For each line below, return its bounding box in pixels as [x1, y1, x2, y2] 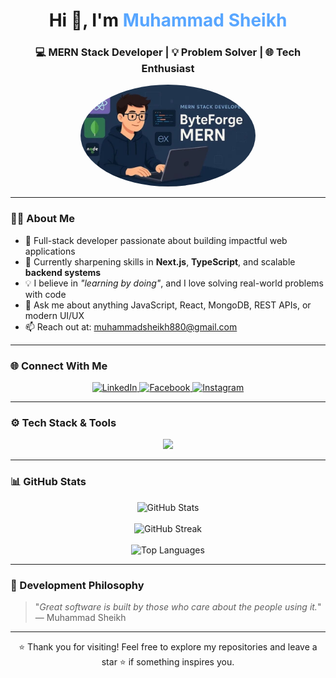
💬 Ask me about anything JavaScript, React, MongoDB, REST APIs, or [24, 299, 312, 311]
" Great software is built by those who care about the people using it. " [34, 600, 322, 613]
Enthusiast [141, 62, 195, 76]
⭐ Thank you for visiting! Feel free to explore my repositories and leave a [18, 640, 318, 653]
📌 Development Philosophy [10, 578, 145, 592]
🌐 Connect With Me [10, 359, 108, 373]
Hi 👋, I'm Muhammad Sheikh [48, 9, 288, 32]
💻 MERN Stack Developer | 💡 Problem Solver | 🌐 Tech [34, 45, 302, 59]
